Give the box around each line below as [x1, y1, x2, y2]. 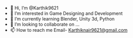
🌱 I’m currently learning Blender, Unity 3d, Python [10, 16, 115, 22]
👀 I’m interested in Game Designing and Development [10, 10, 123, 16]
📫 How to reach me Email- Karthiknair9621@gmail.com [10, 27, 128, 33]
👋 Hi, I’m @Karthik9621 [10, 5, 59, 11]
